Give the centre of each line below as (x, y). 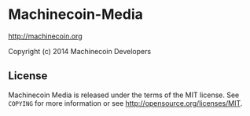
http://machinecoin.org (45, 36)
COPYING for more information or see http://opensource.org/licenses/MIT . (125, 103)
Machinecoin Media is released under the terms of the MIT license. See (124, 95)
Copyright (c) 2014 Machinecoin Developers (80, 51)
